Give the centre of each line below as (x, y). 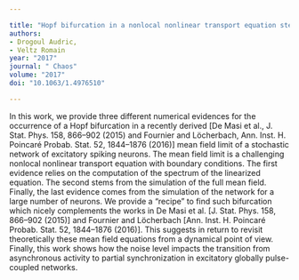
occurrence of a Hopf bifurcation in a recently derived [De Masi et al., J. (141, 125)
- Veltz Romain (37, 50)
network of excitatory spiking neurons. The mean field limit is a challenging (147, 154)
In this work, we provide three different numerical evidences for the (133, 116)
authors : (25, 33)
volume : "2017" (37, 75)
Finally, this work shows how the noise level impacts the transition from (140, 248)
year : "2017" (33, 59)
